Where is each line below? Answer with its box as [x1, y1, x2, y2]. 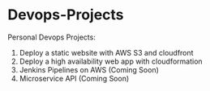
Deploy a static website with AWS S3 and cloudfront [19, 48, 194, 57]
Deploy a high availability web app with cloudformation [19, 56, 204, 66]
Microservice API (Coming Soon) [19, 73, 130, 83]
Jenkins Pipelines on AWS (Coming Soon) [19, 64, 160, 74]
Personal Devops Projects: [7, 32, 96, 42]
